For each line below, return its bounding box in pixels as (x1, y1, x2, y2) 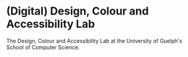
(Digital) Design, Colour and (6, 4, 149, 18)
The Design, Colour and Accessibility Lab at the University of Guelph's (6, 37, 183, 44)
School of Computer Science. (6, 44, 80, 51)
